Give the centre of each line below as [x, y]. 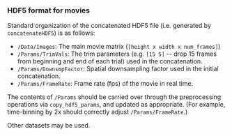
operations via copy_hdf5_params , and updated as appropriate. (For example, [116, 105]
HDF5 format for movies [49, 10]
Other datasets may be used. [49, 126]
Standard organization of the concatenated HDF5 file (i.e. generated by [109, 26]
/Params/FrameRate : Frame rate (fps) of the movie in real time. [105, 84]
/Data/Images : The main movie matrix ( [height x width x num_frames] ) [119, 47]
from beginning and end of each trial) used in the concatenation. [110, 61]
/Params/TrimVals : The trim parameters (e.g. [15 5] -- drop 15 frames [117, 54]
